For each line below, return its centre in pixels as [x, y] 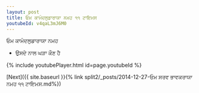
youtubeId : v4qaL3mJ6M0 [37, 23]
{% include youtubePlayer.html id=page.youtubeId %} [74, 65]
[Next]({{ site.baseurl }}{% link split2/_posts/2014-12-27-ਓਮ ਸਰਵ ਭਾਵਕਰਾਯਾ [99, 77]
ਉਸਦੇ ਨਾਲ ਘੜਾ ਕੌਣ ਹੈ [38, 53]
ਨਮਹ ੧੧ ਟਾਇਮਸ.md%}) [34, 84]
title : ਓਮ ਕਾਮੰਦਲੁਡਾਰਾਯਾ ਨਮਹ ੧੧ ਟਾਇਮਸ [52, 18]
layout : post [23, 12]
